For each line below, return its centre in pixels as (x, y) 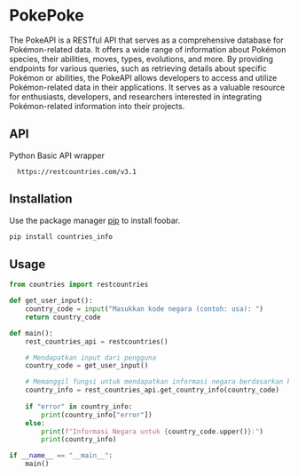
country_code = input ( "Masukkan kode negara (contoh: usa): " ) (145, 309)
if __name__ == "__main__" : (61, 456)
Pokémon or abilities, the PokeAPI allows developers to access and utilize (143, 77)
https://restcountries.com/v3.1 (77, 171)
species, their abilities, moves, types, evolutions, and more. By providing (141, 59)
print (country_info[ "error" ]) (97, 415)
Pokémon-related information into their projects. (97, 106)
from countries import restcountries (79, 285)
